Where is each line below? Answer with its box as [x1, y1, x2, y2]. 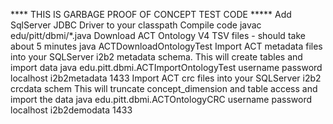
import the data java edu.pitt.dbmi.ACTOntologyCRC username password [10, 94, 313, 105]
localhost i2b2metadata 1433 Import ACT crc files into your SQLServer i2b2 [10, 72, 322, 84]
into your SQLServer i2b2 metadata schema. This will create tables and [10, 51, 303, 63]
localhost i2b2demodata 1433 [10, 104, 133, 116]
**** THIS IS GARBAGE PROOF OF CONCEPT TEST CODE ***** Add [10, 9, 292, 20]
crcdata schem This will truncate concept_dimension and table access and [10, 83, 318, 94]
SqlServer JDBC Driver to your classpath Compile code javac [10, 19, 262, 31]
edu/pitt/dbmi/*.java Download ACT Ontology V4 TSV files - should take [10, 30, 306, 41]
